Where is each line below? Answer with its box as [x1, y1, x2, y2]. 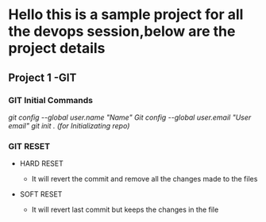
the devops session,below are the [8, 22, 236, 40]
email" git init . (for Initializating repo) [8, 121, 130, 130]
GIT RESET [8, 140, 50, 151]
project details [8, 40, 106, 57]
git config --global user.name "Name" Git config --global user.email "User [8, 113, 252, 122]
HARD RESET [19, 159, 64, 168]
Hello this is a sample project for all [8, 6, 244, 24]
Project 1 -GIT [8, 71, 77, 84]
